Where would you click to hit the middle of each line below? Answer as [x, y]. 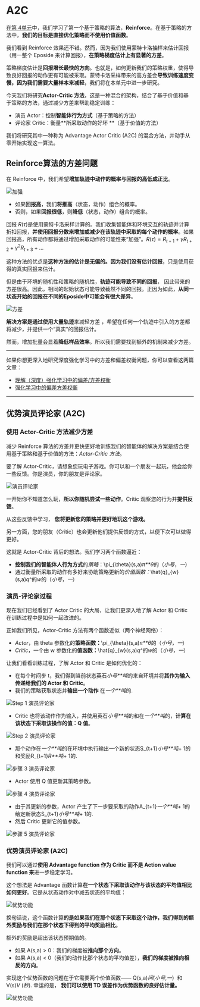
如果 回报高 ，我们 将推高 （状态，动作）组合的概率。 [77, 204]
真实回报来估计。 [37, 269]
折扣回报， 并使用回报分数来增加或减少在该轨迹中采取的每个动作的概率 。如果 [100, 231]
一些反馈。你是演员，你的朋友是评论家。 [56, 473]
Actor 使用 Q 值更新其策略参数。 [54, 781]
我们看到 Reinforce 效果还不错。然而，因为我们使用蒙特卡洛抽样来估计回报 [98, 48]
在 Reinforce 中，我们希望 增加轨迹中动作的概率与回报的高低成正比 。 [90, 178]
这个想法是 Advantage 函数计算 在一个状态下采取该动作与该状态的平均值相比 [99, 885]
